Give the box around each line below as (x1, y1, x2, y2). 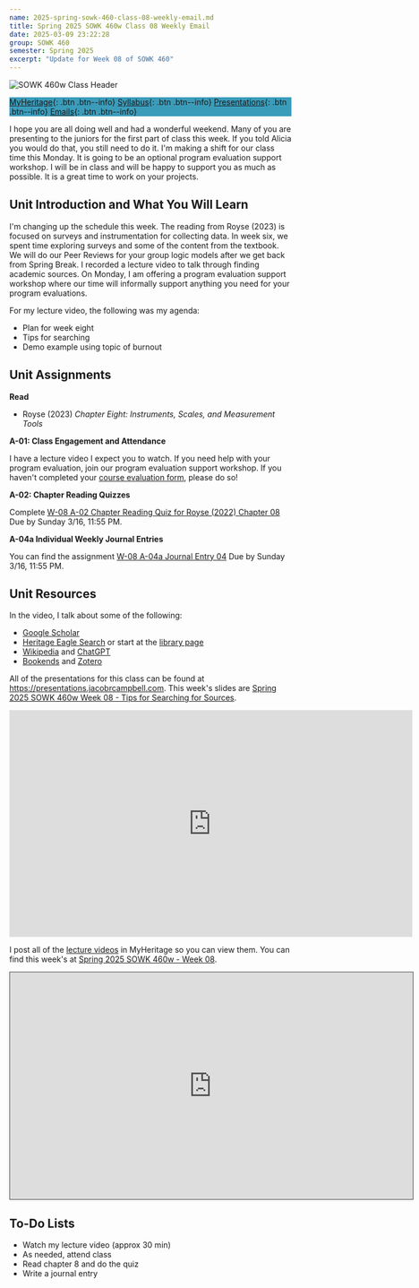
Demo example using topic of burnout (21, 341, 163, 352)
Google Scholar (21, 627, 81, 638)
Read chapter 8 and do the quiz (21, 1258, 139, 1269)
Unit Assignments (9, 367, 112, 383)
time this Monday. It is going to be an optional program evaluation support (9, 152, 282, 162)
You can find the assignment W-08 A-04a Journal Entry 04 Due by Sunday (9, 550, 286, 561)
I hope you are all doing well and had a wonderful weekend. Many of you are (9, 124, 292, 134)
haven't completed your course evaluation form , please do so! (9, 471, 239, 482)
